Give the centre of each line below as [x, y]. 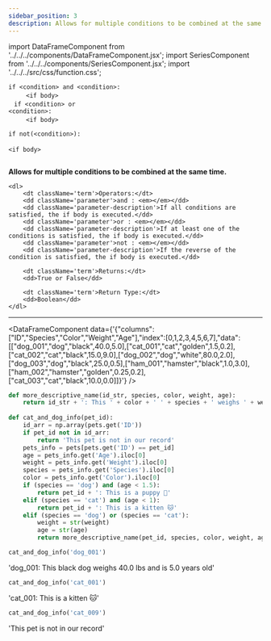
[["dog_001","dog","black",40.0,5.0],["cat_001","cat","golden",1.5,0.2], [122, 346]
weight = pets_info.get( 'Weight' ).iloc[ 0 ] [95, 463]
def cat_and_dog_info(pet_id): [61, 418]
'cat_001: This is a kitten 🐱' [54, 597]
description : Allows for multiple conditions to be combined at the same [135, 23]
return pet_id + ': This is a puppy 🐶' [104, 492]
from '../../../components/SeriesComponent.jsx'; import [99, 63]
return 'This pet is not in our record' [106, 440]
